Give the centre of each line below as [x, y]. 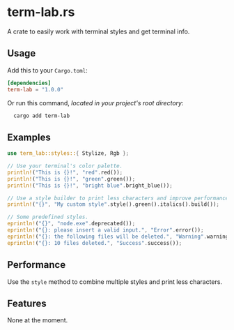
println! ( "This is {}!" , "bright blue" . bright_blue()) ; [90, 186]
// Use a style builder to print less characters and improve [99, 198]
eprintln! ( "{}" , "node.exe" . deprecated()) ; [71, 224]
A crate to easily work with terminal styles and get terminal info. [99, 31]
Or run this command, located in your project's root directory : [95, 103]
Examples [29, 137]
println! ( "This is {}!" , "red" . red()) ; [65, 172]
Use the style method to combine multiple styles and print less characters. [115, 282]
